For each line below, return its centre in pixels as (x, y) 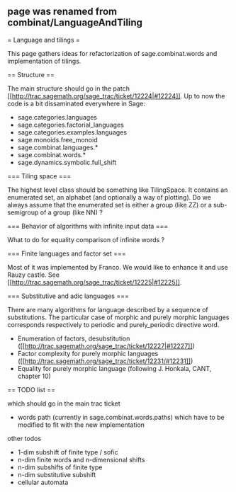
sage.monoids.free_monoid (57, 139)
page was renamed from (62, 12)
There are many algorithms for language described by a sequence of (108, 309)
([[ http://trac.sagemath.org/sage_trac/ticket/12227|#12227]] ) (106, 345)
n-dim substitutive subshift (57, 474)
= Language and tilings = (44, 40)
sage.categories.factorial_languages (71, 125)
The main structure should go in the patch (68, 88)
